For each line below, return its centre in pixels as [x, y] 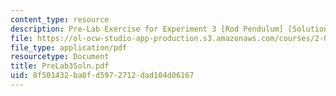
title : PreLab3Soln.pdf [60, 66]
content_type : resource [60, 19]
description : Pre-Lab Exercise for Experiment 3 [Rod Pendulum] [147, 29]
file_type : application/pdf [69, 47]
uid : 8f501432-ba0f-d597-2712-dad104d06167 [102, 76]
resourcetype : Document [60, 57]
